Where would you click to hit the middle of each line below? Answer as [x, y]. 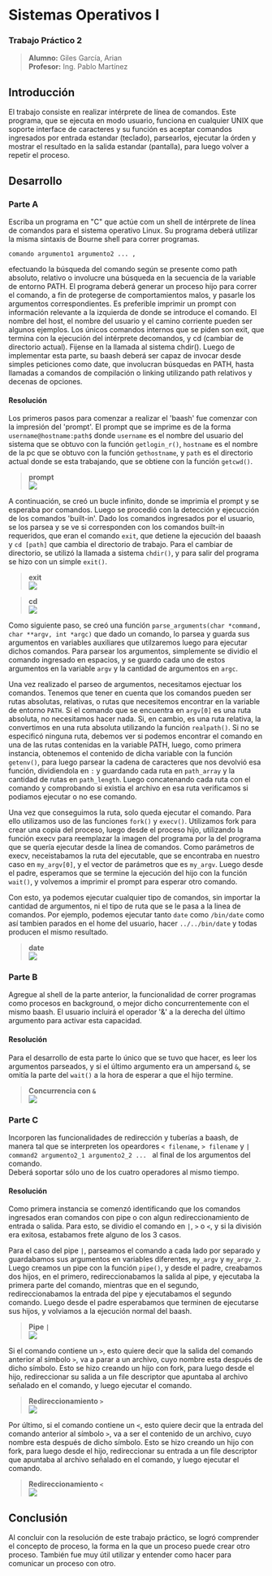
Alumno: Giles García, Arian [75, 58]
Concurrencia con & [62, 1090]
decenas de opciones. [45, 381]
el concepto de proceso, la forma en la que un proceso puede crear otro [129, 1546]
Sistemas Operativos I [84, 15]
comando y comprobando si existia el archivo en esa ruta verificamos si [129, 788]
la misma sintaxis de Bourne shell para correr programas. [104, 239]
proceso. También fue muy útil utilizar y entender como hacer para [120, 1555]
